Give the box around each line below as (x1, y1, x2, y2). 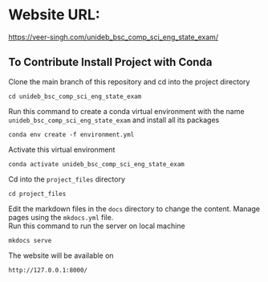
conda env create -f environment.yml (8, 130, 135, 138)
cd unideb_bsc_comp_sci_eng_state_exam (8, 92, 142, 100)
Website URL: (8, 6, 100, 24)
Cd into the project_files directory (8, 174, 126, 184)
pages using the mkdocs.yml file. (8, 212, 114, 222)
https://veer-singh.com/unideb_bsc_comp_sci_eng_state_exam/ (8, 32, 219, 42)
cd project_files (8, 190, 67, 198)
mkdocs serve (8, 236, 52, 244)
